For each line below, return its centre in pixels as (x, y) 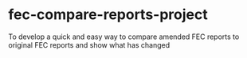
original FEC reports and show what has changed (89, 44)
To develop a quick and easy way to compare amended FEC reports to (124, 37)
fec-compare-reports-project (108, 15)
